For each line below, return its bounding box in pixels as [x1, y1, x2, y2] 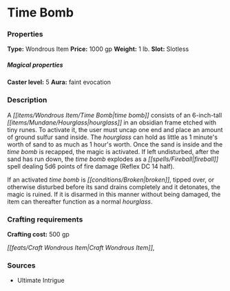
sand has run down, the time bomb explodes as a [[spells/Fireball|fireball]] [7, 155, 219, 163]
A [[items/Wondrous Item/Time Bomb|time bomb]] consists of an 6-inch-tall [7, 111, 222, 119]
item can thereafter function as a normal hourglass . [7, 197, 153, 206]
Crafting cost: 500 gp [7, 230, 70, 239]
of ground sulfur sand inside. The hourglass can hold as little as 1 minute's [7, 133, 218, 141]
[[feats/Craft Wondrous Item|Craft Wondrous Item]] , [7, 244, 155, 252]
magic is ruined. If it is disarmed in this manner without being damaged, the [7, 190, 221, 198]
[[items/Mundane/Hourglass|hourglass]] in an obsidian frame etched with [7, 118, 217, 127]
